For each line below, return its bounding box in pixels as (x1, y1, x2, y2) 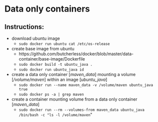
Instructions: (4, 23, 44, 31)
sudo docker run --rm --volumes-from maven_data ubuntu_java (18, 107, 144, 112)
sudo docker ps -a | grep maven (18, 92, 84, 97)
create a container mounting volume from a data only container (11, 96, 138, 102)
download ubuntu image (11, 35, 60, 41)
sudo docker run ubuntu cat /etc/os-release (18, 42, 110, 46)
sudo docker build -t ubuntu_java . (18, 62, 93, 67)
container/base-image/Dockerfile (18, 56, 85, 61)
